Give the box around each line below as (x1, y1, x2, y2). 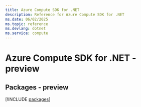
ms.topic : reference (5, 21, 49, 27)
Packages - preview (5, 83, 69, 91)
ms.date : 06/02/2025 (5, 17, 49, 22)
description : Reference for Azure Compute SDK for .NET (5, 12, 124, 17)
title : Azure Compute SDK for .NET (5, 7, 80, 13)
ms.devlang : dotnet (5, 26, 46, 31)
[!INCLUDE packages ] (5, 96, 51, 102)
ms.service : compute (5, 31, 49, 36)
